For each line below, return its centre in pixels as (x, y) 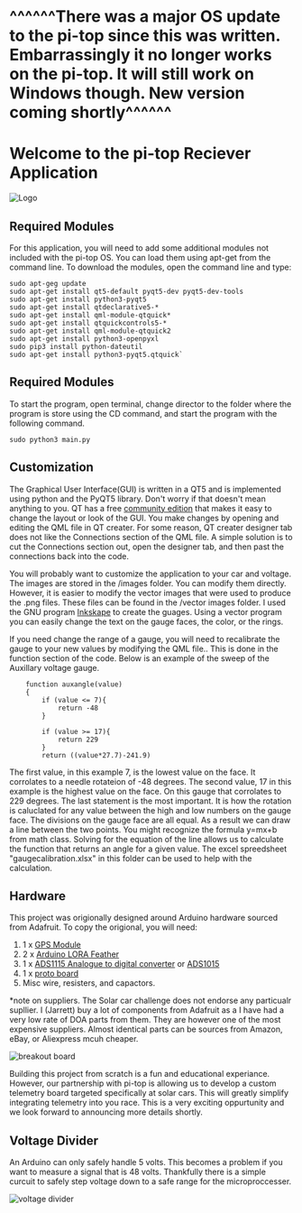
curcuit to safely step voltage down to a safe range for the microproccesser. (151, 1181)
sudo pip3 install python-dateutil (76, 346)
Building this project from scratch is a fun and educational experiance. (140, 1074)
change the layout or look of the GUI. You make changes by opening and (144, 518)
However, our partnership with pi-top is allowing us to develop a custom (143, 1083)
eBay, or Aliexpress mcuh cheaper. (74, 1039)
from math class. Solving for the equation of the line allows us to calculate (146, 839)
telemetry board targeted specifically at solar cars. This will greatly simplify (149, 1093)
